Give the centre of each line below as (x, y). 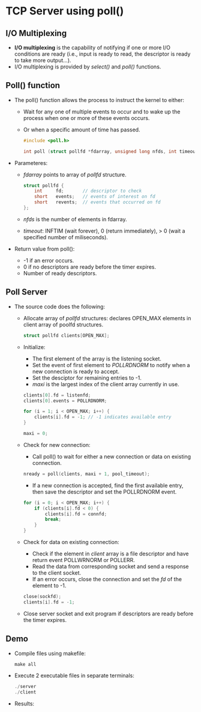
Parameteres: (31, 163)
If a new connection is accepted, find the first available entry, (108, 485)
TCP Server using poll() (65, 11)
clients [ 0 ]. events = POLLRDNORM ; (65, 401)
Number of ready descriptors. (60, 273)
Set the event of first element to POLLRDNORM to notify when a (111, 365)
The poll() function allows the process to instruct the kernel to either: (99, 100)
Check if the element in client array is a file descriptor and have (110, 554)
